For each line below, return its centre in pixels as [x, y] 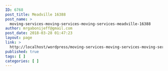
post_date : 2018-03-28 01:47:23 [39, 33]
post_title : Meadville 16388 [35, 14]
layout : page [19, 38]
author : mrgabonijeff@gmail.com [39, 28]
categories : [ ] [22, 61]
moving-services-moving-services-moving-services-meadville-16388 [80, 24]
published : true [22, 51]
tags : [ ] [15, 56]
